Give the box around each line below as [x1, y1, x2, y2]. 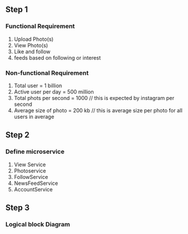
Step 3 [5, 203, 30, 213]
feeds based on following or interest [13, 54, 101, 61]
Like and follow [13, 48, 51, 55]
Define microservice [5, 147, 65, 156]
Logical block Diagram [5, 220, 71, 228]
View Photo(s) [13, 42, 48, 49]
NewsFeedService [13, 180, 58, 187]
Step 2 [5, 130, 30, 140]
